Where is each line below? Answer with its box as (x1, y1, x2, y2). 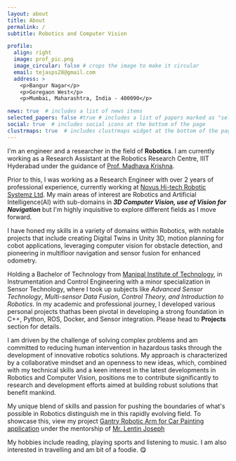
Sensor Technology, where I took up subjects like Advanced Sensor (7, 284, 203, 293)
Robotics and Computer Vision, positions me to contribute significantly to (7, 373, 219, 381)
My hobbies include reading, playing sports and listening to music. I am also (7, 438, 227, 446)
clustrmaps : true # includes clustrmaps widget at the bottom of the (7, 127, 218, 134)
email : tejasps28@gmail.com (13, 68, 96, 76)
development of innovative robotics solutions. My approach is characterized (7, 351, 228, 359)
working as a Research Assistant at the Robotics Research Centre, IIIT (7, 154, 209, 163)
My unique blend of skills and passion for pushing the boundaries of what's (7, 402, 225, 410)
